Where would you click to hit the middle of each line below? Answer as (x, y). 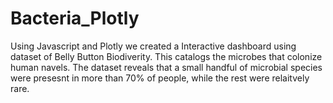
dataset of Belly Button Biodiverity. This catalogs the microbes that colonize (166, 56)
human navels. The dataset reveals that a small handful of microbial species (166, 67)
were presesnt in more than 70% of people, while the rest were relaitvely (160, 78)
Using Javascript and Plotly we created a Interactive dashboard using (153, 46)
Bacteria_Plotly (75, 18)
